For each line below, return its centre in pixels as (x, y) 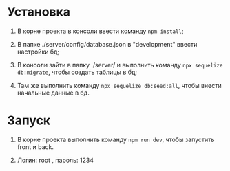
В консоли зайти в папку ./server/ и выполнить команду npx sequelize (120, 65)
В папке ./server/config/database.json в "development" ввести (107, 44)
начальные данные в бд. (53, 93)
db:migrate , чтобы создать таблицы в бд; (77, 72)
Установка (39, 12)
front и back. (35, 147)
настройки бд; (38, 52)
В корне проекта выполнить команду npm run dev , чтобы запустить (116, 139)
